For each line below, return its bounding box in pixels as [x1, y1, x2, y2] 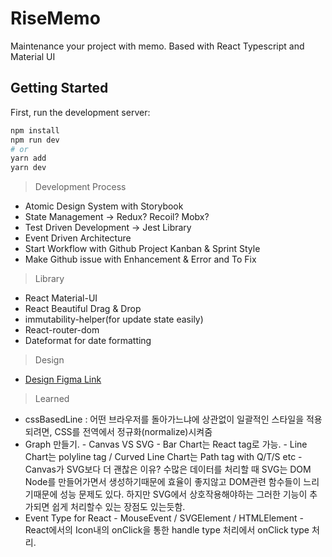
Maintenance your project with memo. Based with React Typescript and [10, 40, 305, 52]
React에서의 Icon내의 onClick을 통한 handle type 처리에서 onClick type [24, 524, 310, 536]
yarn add [10, 153, 47, 164]
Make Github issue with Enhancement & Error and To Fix [24, 253, 257, 266]
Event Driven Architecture [24, 232, 132, 244]
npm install [10, 125, 60, 136]
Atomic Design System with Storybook [24, 200, 184, 212]
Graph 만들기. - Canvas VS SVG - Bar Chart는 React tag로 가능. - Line [24, 438, 308, 451]
